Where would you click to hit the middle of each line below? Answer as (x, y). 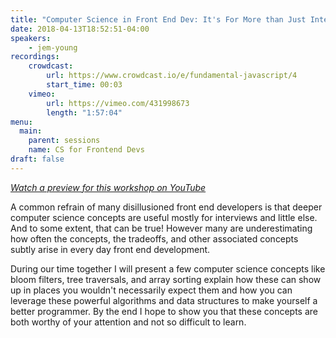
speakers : (31, 38)
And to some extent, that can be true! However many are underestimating (161, 228)
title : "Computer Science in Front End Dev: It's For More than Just (158, 19)
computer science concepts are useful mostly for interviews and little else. (164, 217)
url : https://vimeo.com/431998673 (118, 103)
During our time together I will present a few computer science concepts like (168, 268)
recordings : (35, 57)
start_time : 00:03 (84, 85)
